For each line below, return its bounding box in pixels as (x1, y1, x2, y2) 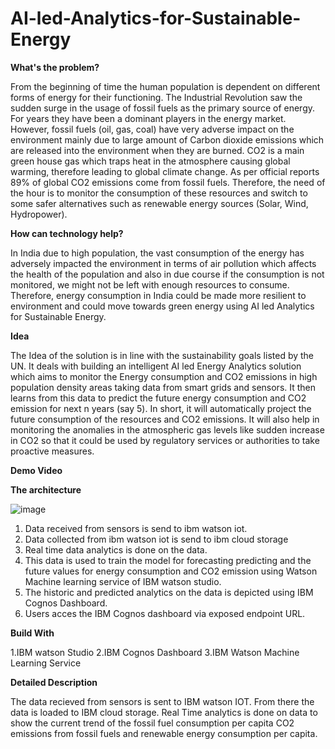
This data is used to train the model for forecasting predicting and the (24, 554, 312, 566)
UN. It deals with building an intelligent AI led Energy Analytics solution (10, 360, 302, 372)
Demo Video (10, 464, 63, 476)
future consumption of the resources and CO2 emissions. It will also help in (10, 413, 320, 425)
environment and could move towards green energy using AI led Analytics (10, 300, 315, 312)
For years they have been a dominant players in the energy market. (10, 112, 287, 124)
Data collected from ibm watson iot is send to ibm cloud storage (24, 533, 289, 545)
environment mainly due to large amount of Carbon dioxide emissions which (10, 133, 325, 146)
